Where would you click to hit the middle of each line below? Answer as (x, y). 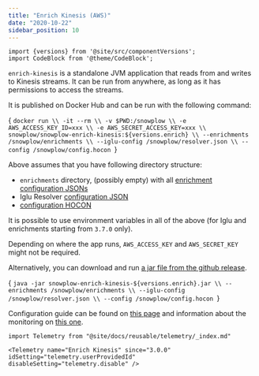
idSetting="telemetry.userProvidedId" (72, 357)
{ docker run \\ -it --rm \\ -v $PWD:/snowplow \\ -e (98, 121)
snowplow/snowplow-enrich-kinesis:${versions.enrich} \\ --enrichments (128, 135)
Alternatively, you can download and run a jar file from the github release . (128, 268)
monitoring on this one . (46, 322)
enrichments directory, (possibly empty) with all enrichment (116, 180)
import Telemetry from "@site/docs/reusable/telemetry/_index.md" (120, 337)
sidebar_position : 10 (44, 30)
